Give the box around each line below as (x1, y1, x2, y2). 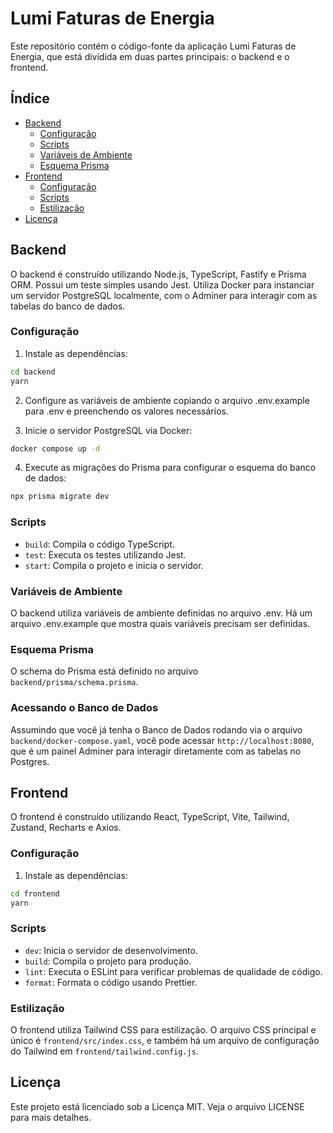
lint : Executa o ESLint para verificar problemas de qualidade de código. (24, 965, 323, 977)
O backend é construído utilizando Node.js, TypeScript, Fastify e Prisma (10, 268, 307, 280)
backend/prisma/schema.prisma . (10, 676, 139, 688)
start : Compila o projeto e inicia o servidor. (24, 559, 204, 571)
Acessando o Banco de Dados (10, 701, 159, 715)
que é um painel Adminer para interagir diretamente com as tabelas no (10, 745, 302, 757)
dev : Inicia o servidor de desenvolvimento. (24, 944, 198, 956)
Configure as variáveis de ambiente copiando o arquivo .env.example (24, 394, 310, 406)
